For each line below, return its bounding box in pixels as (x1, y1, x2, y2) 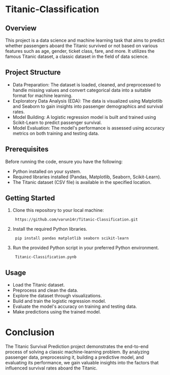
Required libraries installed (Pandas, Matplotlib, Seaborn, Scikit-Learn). (12, 174, 161, 180)
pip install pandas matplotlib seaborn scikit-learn (15, 236, 129, 241)
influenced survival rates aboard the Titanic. (5, 365, 98, 371)
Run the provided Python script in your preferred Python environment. (12, 245, 159, 251)
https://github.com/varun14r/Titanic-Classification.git (15, 217, 138, 222)
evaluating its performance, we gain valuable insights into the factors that (5, 360, 159, 366)
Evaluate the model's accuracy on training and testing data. (12, 303, 137, 309)
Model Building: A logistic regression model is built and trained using (12, 114, 156, 120)
